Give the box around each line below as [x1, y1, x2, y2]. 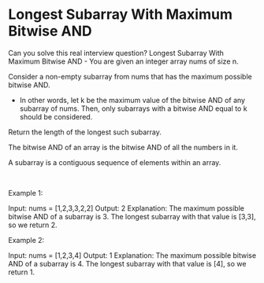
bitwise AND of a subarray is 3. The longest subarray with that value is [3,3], [8, 211, 256, 221]
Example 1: [8, 188, 43, 197]
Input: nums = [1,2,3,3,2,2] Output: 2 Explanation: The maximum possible [8, 203, 244, 213]
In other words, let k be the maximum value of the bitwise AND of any [19, 95, 246, 105]
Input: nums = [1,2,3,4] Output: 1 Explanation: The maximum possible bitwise [8, 250, 257, 260]
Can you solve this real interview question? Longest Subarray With [8, 48, 225, 57]
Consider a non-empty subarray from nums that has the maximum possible [8, 72, 252, 81]
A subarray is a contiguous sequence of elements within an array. [8, 157, 221, 167]
